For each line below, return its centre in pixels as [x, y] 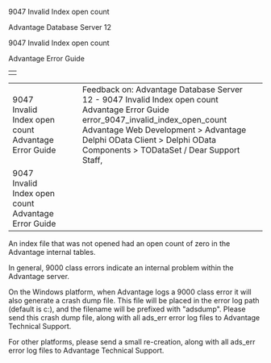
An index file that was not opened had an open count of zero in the [119, 244]
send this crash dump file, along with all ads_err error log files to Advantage [134, 317]
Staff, [92, 160]
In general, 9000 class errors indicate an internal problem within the [121, 268]
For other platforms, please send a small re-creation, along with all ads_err [132, 342]
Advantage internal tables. [52, 252]
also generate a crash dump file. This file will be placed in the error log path [134, 300]
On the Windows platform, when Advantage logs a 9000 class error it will [130, 292]
